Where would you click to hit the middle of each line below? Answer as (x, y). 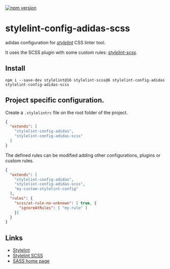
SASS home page (31, 261)
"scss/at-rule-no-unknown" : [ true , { (55, 203)
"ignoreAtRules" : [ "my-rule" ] (53, 208)
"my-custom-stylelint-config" (47, 189)
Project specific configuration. (55, 100)
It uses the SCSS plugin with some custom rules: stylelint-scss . (71, 52)
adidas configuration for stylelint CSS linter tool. (55, 42)
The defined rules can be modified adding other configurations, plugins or (83, 155)
